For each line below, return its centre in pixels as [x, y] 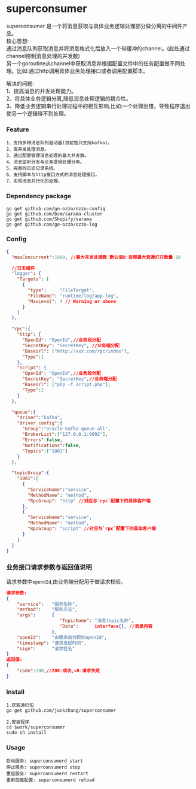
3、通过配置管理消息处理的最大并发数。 [48, 156]
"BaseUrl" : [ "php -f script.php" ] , [66, 385]
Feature [18, 129]
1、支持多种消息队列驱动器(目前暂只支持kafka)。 [59, 143]
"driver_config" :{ [40, 423]
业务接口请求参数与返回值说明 [49, 568]
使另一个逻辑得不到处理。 [38, 113]
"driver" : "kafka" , [40, 418]
